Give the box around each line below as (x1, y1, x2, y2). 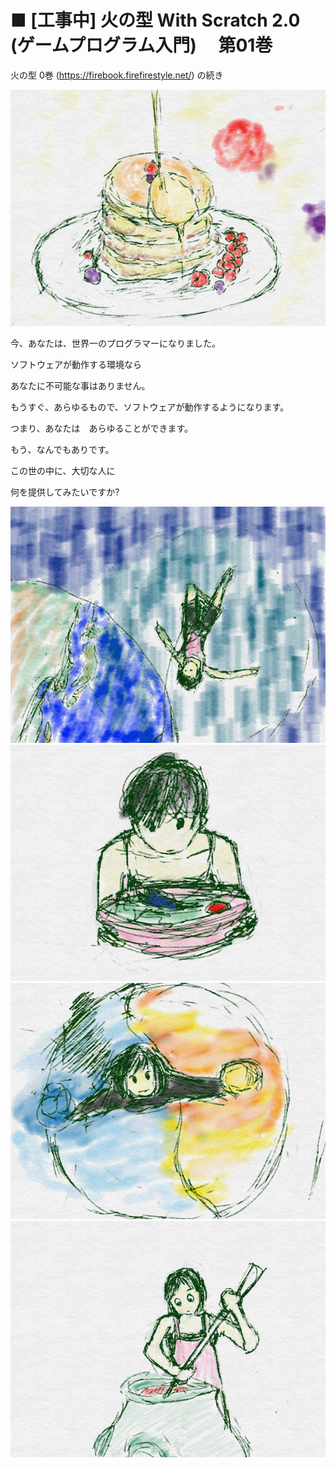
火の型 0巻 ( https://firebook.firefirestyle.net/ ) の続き (10, 69, 224, 81)
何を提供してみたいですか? (10, 486, 120, 498)
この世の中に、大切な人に (10, 464, 116, 476)
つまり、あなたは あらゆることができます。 (10, 422, 194, 434)
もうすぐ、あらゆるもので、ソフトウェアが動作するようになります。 (10, 401, 290, 413)
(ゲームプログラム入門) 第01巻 (10, 34, 273, 57)
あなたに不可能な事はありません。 (10, 379, 151, 391)
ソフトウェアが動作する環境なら (10, 358, 142, 370)
